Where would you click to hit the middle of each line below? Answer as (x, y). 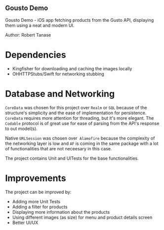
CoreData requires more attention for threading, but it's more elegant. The (80, 118)
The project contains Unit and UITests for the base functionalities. (72, 158)
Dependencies (36, 55)
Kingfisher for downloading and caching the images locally (72, 68)
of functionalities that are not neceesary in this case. (59, 148)
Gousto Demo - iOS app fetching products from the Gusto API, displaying (80, 20)
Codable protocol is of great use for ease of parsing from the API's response (82, 123)
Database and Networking (60, 94)
